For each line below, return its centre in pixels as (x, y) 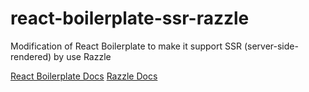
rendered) (31, 56)
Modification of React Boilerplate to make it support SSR (126, 46)
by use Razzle (82, 56)
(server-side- (271, 46)
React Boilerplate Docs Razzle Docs (84, 76)
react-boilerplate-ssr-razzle (130, 18)
